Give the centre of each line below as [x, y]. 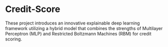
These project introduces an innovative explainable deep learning [72, 23]
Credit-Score [33, 9]
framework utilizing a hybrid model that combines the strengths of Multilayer [84, 28]
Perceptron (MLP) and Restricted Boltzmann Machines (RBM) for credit [78, 33]
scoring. [14, 39]
